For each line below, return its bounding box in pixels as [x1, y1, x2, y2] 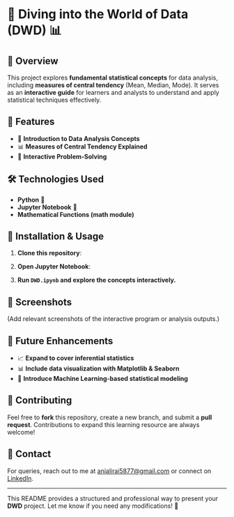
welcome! [7, 428, 36, 436]
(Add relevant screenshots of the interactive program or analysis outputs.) [7, 315, 220, 323]
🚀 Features [7, 116, 55, 128]
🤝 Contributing [7, 394, 72, 407]
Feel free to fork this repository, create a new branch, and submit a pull [7, 413, 212, 421]
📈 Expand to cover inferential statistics [17, 354, 134, 362]
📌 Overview [7, 55, 58, 67]
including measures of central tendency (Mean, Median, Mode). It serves [7, 81, 219, 89]
